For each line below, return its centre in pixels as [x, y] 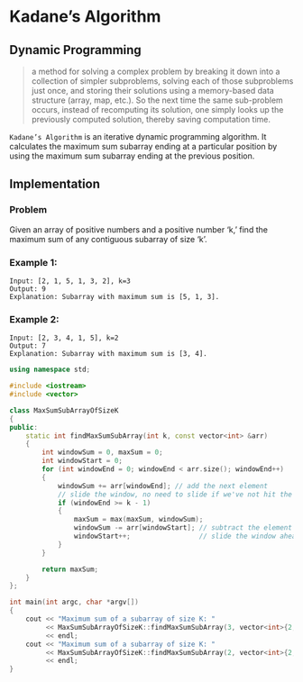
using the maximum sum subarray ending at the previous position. [132, 156]
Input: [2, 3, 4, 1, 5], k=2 [64, 338]
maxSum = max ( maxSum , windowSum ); [138, 520]
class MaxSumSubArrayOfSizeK [64, 410]
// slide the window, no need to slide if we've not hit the [175, 494]
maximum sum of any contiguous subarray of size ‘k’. [108, 239]
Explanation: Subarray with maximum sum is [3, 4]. [108, 354]
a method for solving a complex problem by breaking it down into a [156, 71]
